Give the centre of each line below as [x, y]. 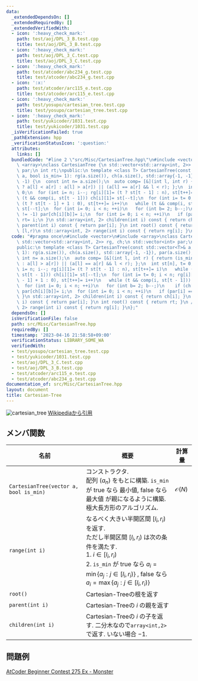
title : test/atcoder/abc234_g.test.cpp [66, 77]
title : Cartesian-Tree [34, 396]
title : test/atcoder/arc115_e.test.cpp [66, 94]
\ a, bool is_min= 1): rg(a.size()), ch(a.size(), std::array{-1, [100, 176]
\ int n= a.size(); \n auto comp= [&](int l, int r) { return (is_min [105, 258]
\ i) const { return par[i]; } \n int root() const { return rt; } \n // [106, 302]
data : [13, 11]
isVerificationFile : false [44, 318]
